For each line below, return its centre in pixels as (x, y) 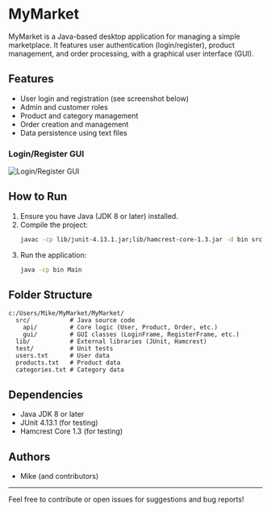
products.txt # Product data (68, 363)
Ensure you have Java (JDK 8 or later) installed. (99, 216)
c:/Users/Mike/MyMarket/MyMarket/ (67, 313)
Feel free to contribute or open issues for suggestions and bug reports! (126, 499)
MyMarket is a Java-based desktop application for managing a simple (124, 36)
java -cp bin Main (51, 270)
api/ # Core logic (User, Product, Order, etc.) (121, 328)
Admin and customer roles (64, 107)
